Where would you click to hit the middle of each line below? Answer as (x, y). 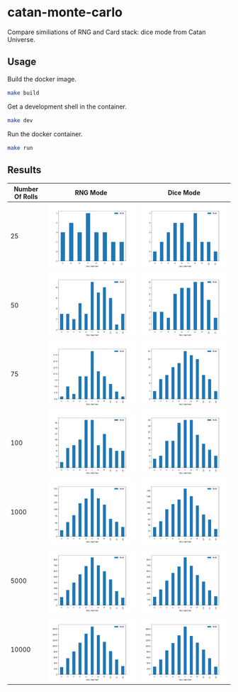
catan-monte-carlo (65, 12)
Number (26, 189)
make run (20, 148)
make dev (20, 120)
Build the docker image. (42, 79)
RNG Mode (91, 193)
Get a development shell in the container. (67, 106)
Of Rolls (26, 197)
